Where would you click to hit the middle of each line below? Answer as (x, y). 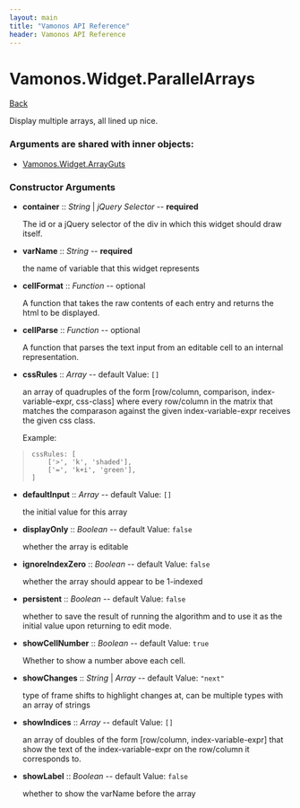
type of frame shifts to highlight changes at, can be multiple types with (153, 695)
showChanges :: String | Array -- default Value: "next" (124, 678)
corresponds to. (52, 759)
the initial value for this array (75, 512)
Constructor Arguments (63, 187)
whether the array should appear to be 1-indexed (112, 581)
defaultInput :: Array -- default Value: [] (97, 494)
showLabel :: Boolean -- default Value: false (105, 776)
